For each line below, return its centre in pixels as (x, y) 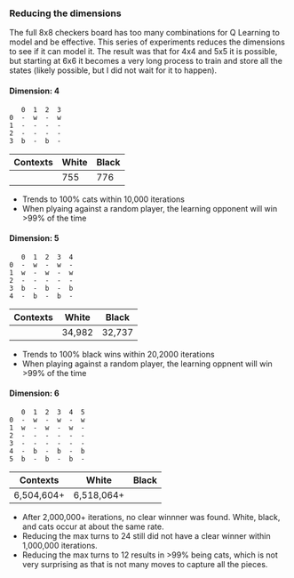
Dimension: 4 (35, 91)
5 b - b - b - (48, 459)
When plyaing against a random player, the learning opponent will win (150, 208)
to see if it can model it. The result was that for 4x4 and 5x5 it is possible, (143, 52)
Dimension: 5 (34, 238)
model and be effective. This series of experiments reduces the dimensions (147, 42)
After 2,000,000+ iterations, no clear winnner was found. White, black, (151, 517)
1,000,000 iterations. (60, 545)
